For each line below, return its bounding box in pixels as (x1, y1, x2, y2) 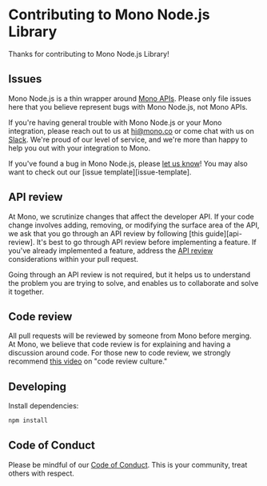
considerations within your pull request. (8, 254, 138, 263)
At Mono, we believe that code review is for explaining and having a (8, 339, 231, 349)
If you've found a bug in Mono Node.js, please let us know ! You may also (8, 159, 248, 168)
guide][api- (205, 228, 242, 238)
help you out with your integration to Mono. (8, 143, 150, 153)
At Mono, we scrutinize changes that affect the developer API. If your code (8, 211, 254, 221)
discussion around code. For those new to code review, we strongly (8, 348, 231, 358)
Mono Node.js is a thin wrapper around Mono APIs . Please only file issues (8, 94, 252, 103)
